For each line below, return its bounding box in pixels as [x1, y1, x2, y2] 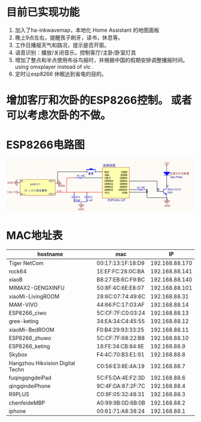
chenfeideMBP [8, 399, 45, 406]
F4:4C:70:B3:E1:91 [96, 351, 145, 358]
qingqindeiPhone [8, 382, 51, 390]
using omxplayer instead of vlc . [14, 63, 94, 70]
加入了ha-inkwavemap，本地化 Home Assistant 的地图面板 [14, 26, 160, 34]
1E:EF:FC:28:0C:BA [96, 267, 145, 275]
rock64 [8, 267, 27, 275]
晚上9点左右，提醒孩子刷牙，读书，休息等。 [14, 34, 124, 41]
